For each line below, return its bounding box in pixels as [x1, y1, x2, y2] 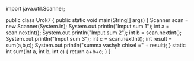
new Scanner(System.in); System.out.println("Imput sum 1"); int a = [5, 23, 170, 30]
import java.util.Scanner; [5, 5, 66, 12]
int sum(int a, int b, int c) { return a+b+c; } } [5, 48, 111, 55]
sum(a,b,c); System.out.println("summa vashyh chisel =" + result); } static [5, 41, 186, 49]
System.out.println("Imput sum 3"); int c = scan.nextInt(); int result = [5, 36, 173, 42]
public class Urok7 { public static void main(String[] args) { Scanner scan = [5, 17, 189, 23]
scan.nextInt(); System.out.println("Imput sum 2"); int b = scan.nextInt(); [5, 29, 182, 36]
